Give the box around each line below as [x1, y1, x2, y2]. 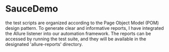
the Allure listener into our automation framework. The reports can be [5, 30, 152, 36]
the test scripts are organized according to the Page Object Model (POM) [5, 20, 159, 26]
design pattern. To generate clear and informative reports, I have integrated [5, 25, 164, 31]
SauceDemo [5, 3, 58, 15]
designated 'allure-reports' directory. [5, 41, 83, 47]
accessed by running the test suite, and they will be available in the [5, 36, 147, 42]
